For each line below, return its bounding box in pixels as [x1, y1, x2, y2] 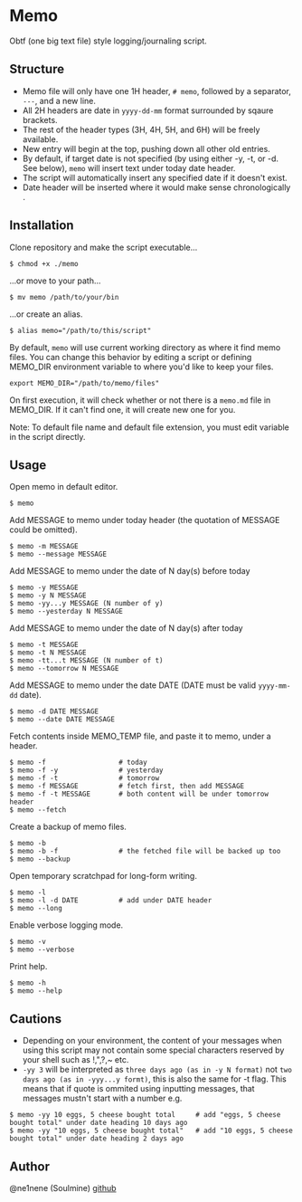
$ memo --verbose [9, 945, 75, 955]
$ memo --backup [9, 854, 71, 864]
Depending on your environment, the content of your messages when [22, 1035, 282, 1046]
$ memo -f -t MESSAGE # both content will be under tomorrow [9, 789, 269, 799]
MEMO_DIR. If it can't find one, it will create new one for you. [9, 404, 236, 415]
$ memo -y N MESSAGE [9, 591, 88, 600]
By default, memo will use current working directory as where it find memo [9, 341, 281, 353]
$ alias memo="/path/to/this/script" [9, 326, 152, 335]
